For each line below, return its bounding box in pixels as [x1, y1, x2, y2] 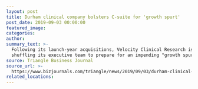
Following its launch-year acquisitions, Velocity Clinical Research [11, 47, 186, 53]
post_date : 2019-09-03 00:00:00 [6, 19, 85, 25]
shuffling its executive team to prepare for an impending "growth [11, 52, 181, 58]
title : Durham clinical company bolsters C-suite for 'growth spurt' [6, 14, 181, 20]
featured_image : [6, 25, 46, 31]
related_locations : [6, 74, 54, 80]
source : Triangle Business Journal [6, 57, 94, 63]
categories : [6, 30, 35, 36]
